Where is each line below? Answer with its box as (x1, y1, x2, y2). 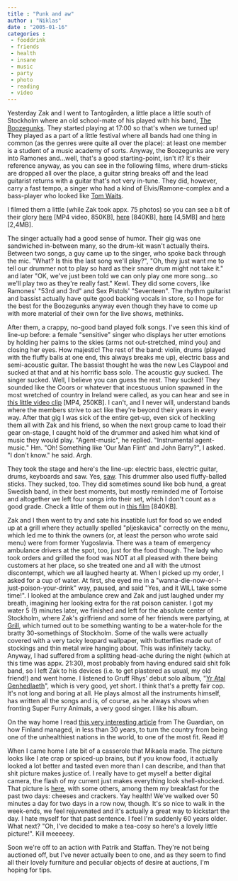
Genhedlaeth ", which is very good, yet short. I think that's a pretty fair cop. (7, 681, 225, 690)
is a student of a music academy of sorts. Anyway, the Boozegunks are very (7, 147, 229, 155)
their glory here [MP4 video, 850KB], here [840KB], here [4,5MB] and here (7, 213, 225, 222)
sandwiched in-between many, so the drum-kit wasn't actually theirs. (7, 241, 210, 250)
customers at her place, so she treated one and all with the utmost (7, 561, 200, 570)
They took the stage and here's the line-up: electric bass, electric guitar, (7, 465, 218, 473)
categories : (7, 30, 46, 38)
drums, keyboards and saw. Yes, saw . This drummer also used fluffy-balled (7, 472, 227, 481)
